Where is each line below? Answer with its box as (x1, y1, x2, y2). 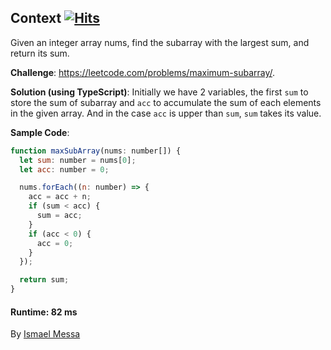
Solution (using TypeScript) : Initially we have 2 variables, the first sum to (10, 86, 309, 98)
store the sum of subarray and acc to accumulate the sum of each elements (10, 96, 322, 108)
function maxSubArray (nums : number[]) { (10, 146, 182, 156)
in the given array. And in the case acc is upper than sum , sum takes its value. (10, 107, 322, 119)
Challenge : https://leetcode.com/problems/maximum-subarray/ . (10, 66, 276, 78)
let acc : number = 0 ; (19, 164, 110, 175)
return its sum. (10, 47, 70, 59)
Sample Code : (10, 126, 70, 138)
